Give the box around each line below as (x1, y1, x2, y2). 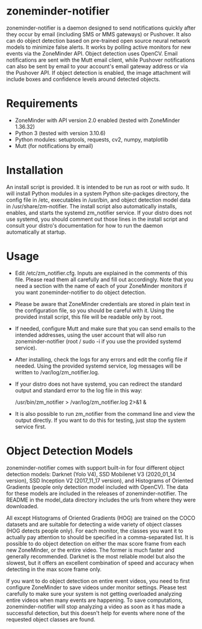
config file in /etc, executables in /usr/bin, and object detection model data (6, 196, 191, 203)
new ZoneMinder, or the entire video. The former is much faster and (6, 546, 174, 554)
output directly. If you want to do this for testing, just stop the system (14, 417, 186, 424)
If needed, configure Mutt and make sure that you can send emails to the (14, 325, 196, 332)
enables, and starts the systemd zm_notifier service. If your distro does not (6, 209, 192, 216)
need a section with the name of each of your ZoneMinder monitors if (14, 282, 188, 289)
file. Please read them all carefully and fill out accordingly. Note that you (14, 276, 194, 283)
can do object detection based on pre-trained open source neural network (6, 37, 191, 44)
